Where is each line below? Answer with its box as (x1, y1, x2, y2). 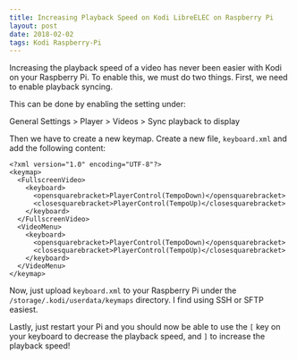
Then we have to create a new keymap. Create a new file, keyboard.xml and (9, 133, 288, 144)
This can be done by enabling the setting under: (9, 99, 186, 110)
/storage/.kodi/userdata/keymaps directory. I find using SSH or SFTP (9, 295, 264, 306)
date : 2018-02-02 (9, 29, 74, 38)
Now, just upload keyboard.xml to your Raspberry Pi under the (9, 285, 237, 296)
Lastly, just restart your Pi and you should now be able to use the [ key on (9, 322, 281, 332)
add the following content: (9, 143, 106, 154)
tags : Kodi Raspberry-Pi (9, 38, 102, 47)
